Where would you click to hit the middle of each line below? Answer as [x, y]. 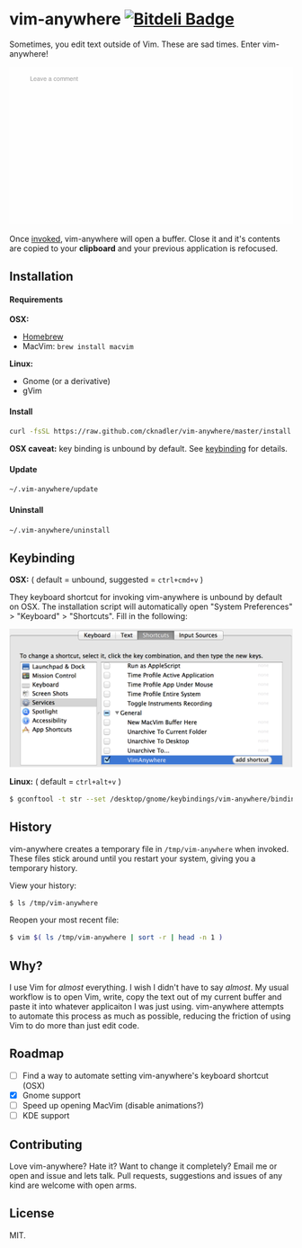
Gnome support [51, 1095]
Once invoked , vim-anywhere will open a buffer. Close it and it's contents [145, 238]
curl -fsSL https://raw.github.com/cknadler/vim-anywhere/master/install [151, 432]
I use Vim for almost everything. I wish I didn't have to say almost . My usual [149, 988]
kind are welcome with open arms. [73, 1185]
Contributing [46, 1144]
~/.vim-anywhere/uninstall [60, 530]
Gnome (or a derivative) [66, 382]
